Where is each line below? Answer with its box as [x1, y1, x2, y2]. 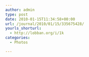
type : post [5, 12, 28, 17]
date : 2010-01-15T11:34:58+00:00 [5, 16, 75, 21]
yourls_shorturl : [5, 26, 42, 31]
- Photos [10, 40, 28, 45]
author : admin [5, 7, 35, 12]
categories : [5, 35, 30, 40]
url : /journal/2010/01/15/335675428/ [5, 21, 84, 26]
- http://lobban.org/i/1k [10, 30, 64, 35]
